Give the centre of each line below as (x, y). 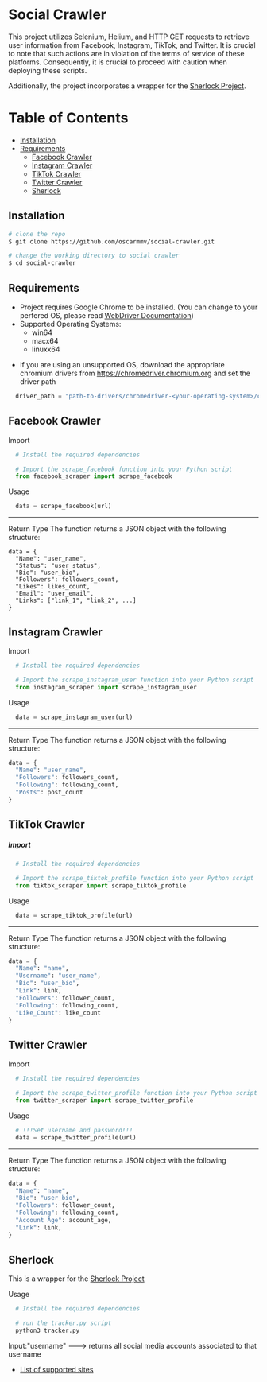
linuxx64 (46, 349)
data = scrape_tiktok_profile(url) (74, 915)
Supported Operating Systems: (70, 324)
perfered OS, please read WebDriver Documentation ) (107, 315)
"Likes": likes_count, (53, 587)
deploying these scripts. (48, 70)
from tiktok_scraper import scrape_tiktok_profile (101, 885)
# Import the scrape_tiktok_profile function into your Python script (135, 878)
